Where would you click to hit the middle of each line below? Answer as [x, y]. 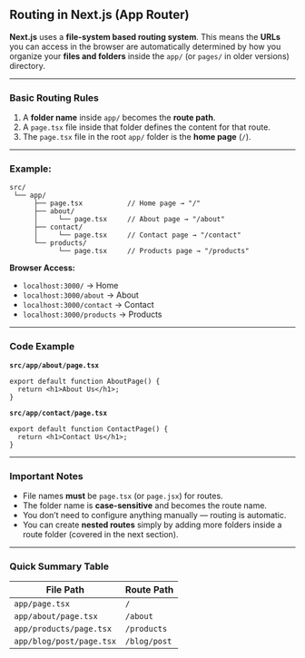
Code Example [42, 347]
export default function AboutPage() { [85, 381]
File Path [65, 590]
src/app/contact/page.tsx [58, 413]
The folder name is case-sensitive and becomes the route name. [145, 506]
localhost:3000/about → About [80, 295]
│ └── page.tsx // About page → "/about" [129, 220]
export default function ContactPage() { [89, 429]
